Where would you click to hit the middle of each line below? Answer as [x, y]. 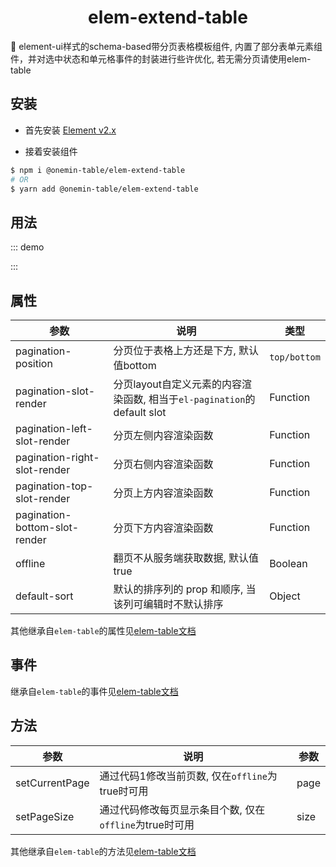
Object [285, 596]
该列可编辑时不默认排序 [168, 604]
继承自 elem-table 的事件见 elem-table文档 [94, 691]
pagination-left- [54, 428]
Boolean [288, 563]
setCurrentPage [52, 783]
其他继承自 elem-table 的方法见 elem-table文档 [103, 851]
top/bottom [295, 357]
